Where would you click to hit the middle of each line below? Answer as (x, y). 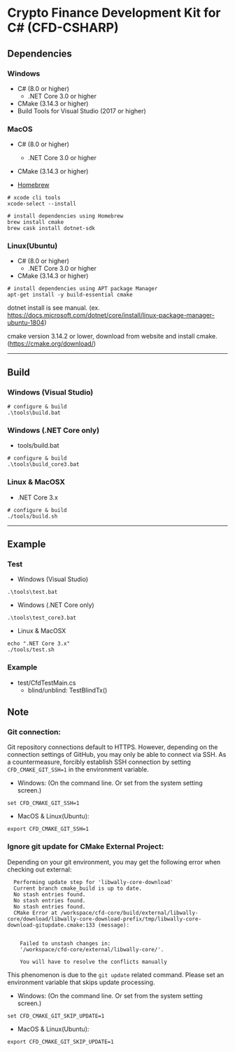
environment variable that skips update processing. (81, 982)
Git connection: (34, 732)
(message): (114, 925)
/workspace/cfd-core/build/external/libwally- (129, 913)
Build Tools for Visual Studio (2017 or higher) (82, 111)
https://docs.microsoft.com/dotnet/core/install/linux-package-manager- (111, 315)
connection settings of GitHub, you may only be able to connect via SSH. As (117, 755)
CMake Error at (36, 913)
